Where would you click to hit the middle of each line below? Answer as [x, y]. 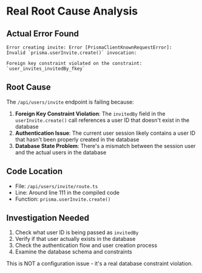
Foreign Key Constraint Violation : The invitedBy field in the [90, 113]
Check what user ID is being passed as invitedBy [77, 232]
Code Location [34, 171]
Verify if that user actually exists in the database [75, 239]
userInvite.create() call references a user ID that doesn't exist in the [102, 120]
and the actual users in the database [61, 152]
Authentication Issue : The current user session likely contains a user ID [105, 133]
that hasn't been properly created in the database [77, 139]
